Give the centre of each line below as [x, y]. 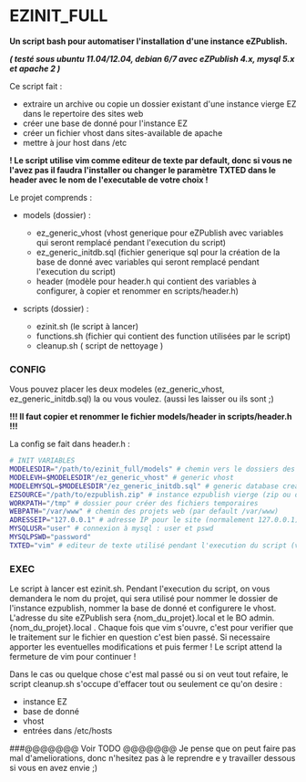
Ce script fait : [36, 86]
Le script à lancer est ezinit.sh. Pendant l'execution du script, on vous [140, 589]
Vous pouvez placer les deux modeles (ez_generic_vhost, [117, 390]
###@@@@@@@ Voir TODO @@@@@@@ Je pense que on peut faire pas [153, 748]
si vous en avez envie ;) [54, 768]
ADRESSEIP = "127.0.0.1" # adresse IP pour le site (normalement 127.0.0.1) [154, 520]
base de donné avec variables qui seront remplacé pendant [148, 262]
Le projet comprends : [51, 197]
